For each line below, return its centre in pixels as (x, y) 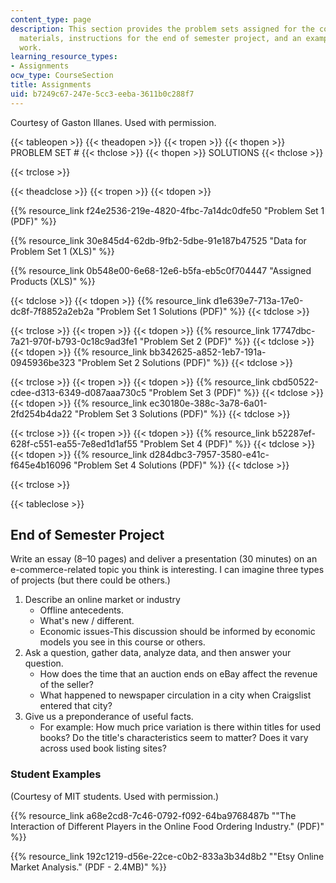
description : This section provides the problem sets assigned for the (162, 29)
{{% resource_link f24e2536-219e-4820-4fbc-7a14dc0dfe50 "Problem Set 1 (167, 210)
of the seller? (66, 685)
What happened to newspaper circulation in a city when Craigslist (175, 695)
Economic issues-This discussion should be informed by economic (177, 632)
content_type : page (51, 19)
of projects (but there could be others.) (90, 580)
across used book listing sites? (103, 748)
